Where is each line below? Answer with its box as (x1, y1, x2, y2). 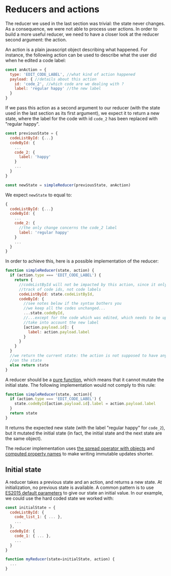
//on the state (10, 358, 42, 363)
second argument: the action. (5, 37, 67, 43)
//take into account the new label (23, 320, 99, 325)
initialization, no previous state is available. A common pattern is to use (5, 484, 154, 491)
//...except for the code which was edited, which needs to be (23, 315, 160, 321)
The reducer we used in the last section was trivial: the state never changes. (5, 20, 165, 26)
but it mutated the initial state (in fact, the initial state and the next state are (5, 430, 162, 436)
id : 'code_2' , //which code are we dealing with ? (14, 81, 124, 87)
